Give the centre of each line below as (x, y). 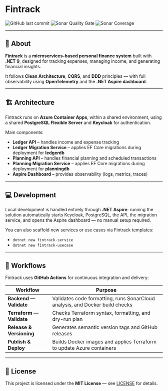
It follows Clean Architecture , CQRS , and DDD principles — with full (75, 76)
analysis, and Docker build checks (92, 305)
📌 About (18, 44)
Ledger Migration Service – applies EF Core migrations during (77, 147)
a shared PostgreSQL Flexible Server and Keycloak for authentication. (78, 122)
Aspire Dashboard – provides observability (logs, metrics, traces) (80, 174)
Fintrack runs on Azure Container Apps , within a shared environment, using (83, 117)
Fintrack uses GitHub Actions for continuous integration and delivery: (77, 278)
